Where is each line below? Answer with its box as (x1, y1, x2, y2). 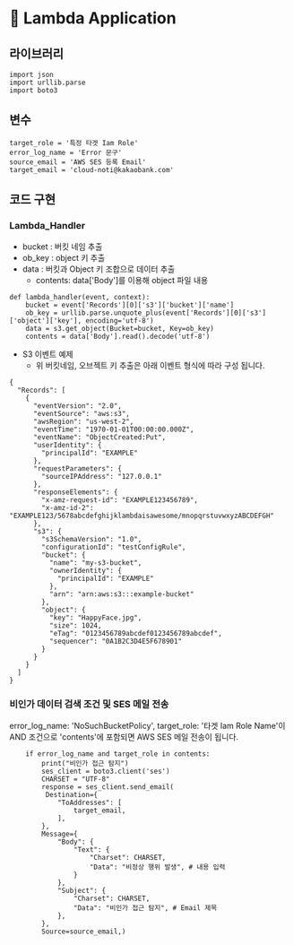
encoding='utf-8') (85, 316, 154, 325)
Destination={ (45, 790, 99, 799)
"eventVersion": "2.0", (32, 401, 123, 411)
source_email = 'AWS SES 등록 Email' (9, 157, 146, 167)
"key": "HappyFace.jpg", (48, 613, 143, 622)
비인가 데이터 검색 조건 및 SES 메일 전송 (9, 698, 169, 711)
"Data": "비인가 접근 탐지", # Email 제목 (73, 903, 218, 913)
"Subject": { (56, 886, 106, 895)
